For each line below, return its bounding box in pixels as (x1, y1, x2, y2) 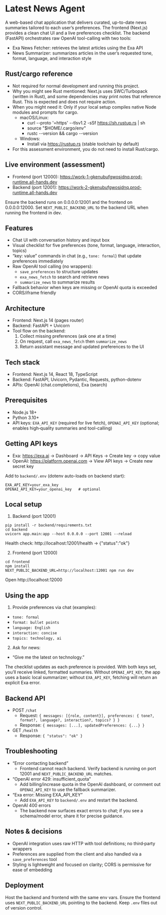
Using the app (5, 591, 50, 600)
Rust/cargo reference (5, 70, 73, 78)
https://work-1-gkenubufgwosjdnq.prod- (59, 174, 143, 180)
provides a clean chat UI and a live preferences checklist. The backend (5, 30, 150, 36)
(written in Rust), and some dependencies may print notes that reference (12, 93, 161, 99)
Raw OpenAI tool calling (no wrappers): (12, 263, 93, 269)
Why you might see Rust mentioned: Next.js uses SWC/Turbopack (12, 88, 148, 94)
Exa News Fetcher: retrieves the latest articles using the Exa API (12, 45, 143, 51)
